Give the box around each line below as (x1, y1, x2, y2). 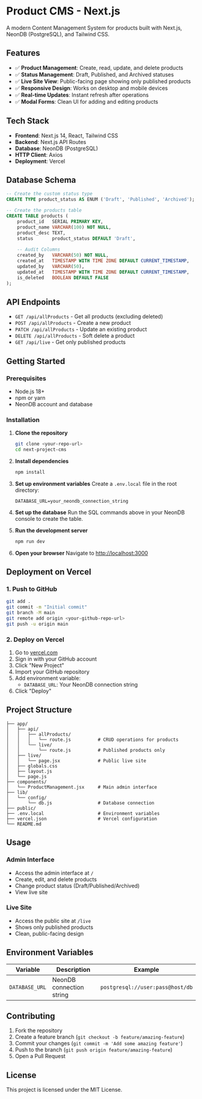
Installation (6, 415, 40, 424)
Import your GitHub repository (14, 668, 90, 676)
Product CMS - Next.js (6, 4, 120, 18)
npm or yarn (14, 394, 46, 401)
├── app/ (6, 720, 28, 727)
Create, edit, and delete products (14, 875, 97, 883)
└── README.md (6, 821, 42, 827)
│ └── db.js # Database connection (6, 800, 155, 806)
